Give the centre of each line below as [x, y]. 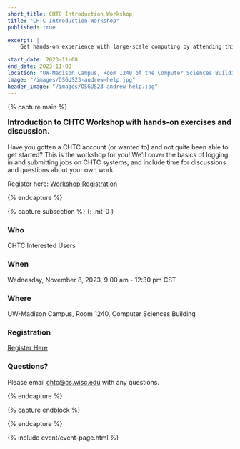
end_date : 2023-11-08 [40, 66]
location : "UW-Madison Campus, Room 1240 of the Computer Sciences [110, 73]
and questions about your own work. [61, 170]
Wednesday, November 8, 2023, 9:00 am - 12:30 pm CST [92, 280]
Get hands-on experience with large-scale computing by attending [121, 47]
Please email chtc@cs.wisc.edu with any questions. [83, 382]
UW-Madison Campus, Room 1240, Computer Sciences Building [102, 314]
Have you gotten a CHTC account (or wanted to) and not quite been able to [118, 147]
